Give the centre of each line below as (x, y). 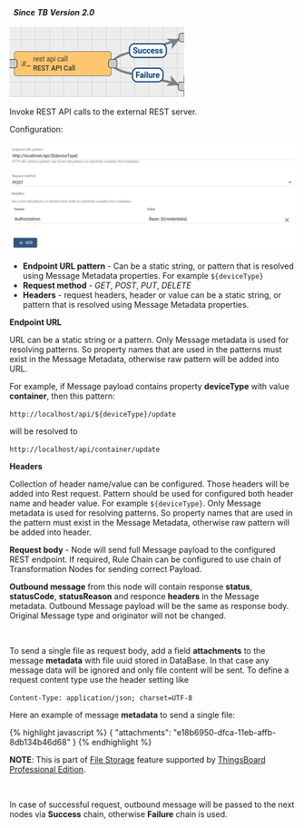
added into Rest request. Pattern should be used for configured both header (152, 494)
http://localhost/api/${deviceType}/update (93, 415)
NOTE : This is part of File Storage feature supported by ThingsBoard (137, 760)
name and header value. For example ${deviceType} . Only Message (135, 503)
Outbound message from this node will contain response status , (131, 586)
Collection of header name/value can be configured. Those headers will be (150, 484)
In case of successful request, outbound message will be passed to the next (152, 804)
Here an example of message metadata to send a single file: (123, 715)
